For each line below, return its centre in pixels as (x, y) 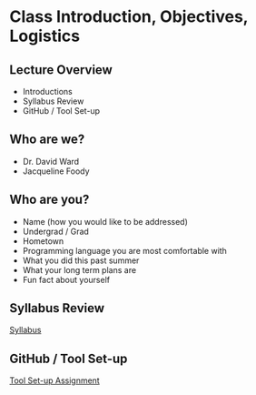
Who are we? (47, 140)
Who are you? (49, 200)
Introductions (47, 91)
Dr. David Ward (51, 161)
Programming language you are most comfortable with (124, 250)
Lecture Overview (61, 70)
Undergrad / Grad (55, 231)
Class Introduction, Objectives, (129, 17)
